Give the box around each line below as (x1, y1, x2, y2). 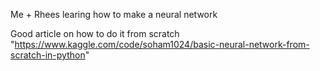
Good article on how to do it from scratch (10, 28, 180, 39)
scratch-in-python (10, 49, 86, 61)
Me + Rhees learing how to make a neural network (10, 9, 218, 20)
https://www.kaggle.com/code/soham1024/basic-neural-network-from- (14, 39, 310, 50)
